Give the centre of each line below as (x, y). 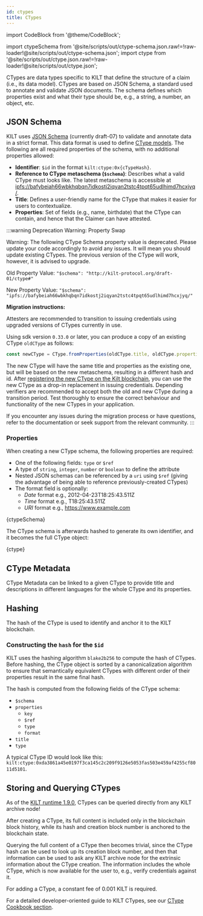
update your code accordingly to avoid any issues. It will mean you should (98, 249)
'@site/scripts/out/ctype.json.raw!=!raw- (57, 59)
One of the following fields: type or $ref (64, 463)
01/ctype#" (20, 279)
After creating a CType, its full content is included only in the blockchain (96, 821)
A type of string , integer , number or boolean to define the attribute (97, 469)
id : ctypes (20, 12)
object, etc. (20, 103)
